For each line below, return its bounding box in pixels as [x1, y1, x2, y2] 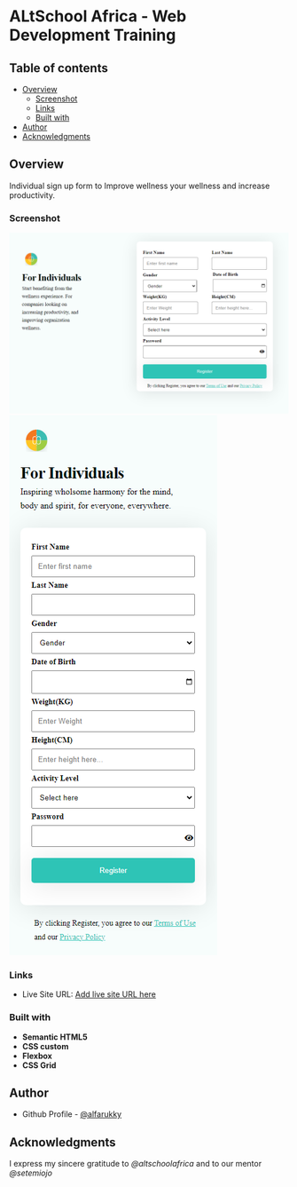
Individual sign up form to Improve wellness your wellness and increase [9, 180, 270, 191]
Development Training [9, 25, 176, 45]
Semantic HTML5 [21, 1032, 88, 1042]
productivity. [9, 189, 56, 201]
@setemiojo [9, 1167, 53, 1178]
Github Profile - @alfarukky [21, 1109, 122, 1120]
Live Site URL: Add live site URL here [21, 989, 157, 1000]
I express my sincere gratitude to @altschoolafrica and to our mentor [9, 1159, 262, 1169]
